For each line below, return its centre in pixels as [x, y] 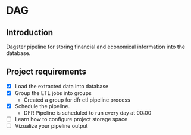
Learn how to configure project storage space [71, 119]
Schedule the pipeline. [42, 106]
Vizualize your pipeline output [51, 126]
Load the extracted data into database [62, 86]
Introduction [30, 33]
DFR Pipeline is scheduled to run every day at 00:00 [87, 113]
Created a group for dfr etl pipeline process [77, 100]
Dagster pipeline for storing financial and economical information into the [96, 47]
